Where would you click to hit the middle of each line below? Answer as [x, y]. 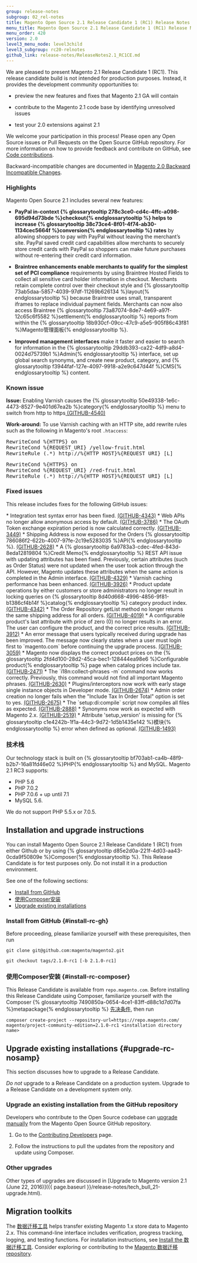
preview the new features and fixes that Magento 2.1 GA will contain [96, 96]
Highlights [21, 187]
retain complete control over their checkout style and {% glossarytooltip [102, 285]
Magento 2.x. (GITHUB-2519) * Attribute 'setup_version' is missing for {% [94, 715]
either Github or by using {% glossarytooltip [59, 851]
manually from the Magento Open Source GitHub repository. [79, 1123]
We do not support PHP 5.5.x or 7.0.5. [51, 812]
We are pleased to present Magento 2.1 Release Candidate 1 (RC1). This [92, 72]
